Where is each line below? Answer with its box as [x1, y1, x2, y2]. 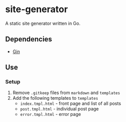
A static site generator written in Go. [5, 20, 81, 26]
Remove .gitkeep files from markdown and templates [12, 90, 120, 96]
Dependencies [5, 35, 52, 44]
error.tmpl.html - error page [20, 111, 81, 117]
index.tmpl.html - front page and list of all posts [20, 100, 121, 107]
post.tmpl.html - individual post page [20, 106, 99, 112]
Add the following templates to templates [12, 95, 99, 101]
